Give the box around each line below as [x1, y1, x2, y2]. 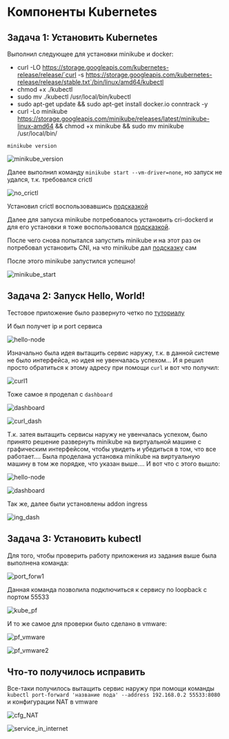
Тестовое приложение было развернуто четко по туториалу [7, 308, 185, 317]
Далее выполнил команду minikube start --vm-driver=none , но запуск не [7, 168, 223, 176]
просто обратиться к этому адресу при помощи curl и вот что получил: [7, 363, 219, 371]
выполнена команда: [7, 558, 69, 566]
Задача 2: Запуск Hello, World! [7, 290, 146, 302]
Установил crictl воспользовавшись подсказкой [7, 202, 148, 210]
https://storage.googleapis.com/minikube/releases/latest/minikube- [17, 115, 210, 123]
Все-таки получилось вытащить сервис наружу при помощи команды [7, 684, 215, 693]
